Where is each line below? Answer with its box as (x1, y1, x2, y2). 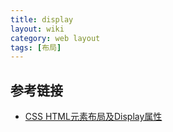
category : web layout (10, 33, 101, 43)
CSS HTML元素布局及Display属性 (24, 111, 163, 123)
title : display (10, 14, 74, 25)
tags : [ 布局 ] (10, 42, 62, 53)
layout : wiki (10, 24, 65, 34)
